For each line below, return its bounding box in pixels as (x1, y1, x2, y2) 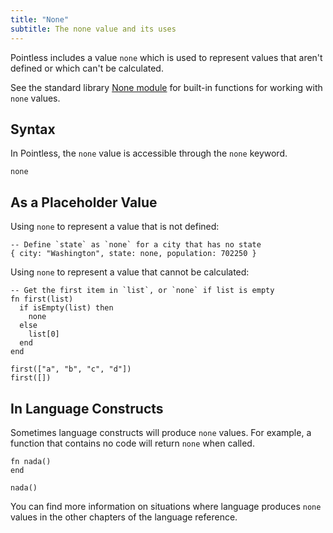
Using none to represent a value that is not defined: (10, 221, 220, 233)
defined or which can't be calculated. (10, 62, 164, 74)
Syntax (10, 121, 56, 138)
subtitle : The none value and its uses (10, 24, 177, 34)
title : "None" (10, 14, 70, 25)
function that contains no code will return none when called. (10, 437, 255, 449)
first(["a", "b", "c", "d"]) (10, 364, 132, 375)
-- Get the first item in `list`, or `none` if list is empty (10, 286, 275, 296)
